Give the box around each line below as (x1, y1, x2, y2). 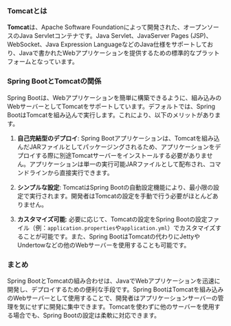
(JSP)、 (190, 32, 212, 40)
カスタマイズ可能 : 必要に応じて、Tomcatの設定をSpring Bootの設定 (16, 215, 208, 223)
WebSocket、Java (7, 40, 60, 49)
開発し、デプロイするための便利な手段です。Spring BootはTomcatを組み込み (7, 285, 224, 294)
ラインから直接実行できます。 (29, 168, 113, 176)
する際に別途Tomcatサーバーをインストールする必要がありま (35, 151, 208, 159)
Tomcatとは (7, 6, 47, 15)
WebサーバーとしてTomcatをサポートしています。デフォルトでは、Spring (7, 102, 215, 110)
